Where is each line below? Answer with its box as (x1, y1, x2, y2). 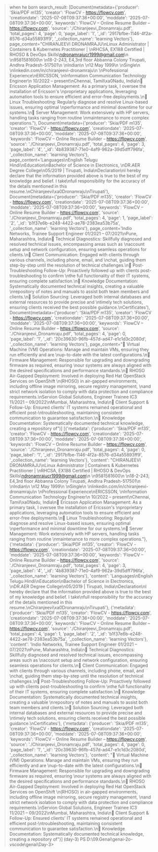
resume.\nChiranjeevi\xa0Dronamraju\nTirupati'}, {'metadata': (9, 605, 136, 610)
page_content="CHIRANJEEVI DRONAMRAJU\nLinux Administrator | (9, 41, 149, 47)
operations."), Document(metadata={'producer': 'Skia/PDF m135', (9, 120, 143, 126)
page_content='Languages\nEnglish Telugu (9, 157, 98, 163)
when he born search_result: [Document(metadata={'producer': (9, 4, 139, 10)
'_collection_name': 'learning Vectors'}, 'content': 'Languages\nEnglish (9, 573, 153, 579)
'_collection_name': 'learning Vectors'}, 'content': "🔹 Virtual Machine (9, 752, 149, 758)
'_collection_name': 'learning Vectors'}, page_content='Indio (9, 226, 132, 231)
